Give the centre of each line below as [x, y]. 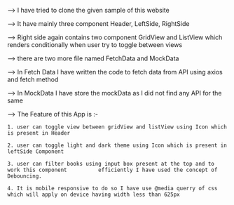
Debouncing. [25, 176]
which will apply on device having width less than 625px [94, 194]
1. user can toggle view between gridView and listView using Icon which [117, 127]
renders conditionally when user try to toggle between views [95, 45]
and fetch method [33, 79]
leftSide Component [36, 152]
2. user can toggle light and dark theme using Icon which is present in [117, 145]
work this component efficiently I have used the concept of [112, 170]
